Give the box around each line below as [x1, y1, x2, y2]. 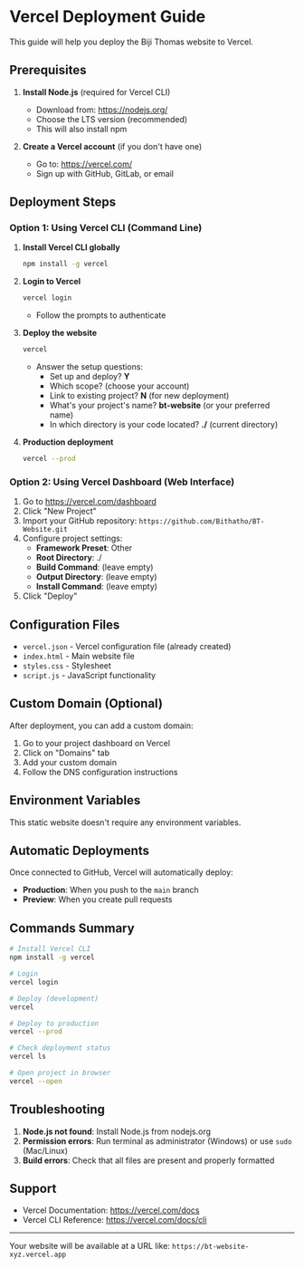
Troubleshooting [9, 1102, 106, 1118]
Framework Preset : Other [35, 543, 133, 553]
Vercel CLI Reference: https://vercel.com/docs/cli [22, 1215, 207, 1225]
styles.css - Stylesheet [22, 660, 111, 671]
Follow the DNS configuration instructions [22, 766, 178, 777]
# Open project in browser [9, 1069, 111, 1078]
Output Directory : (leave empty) [35, 572, 157, 582]
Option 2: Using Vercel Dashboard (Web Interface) [9, 475, 235, 488]
